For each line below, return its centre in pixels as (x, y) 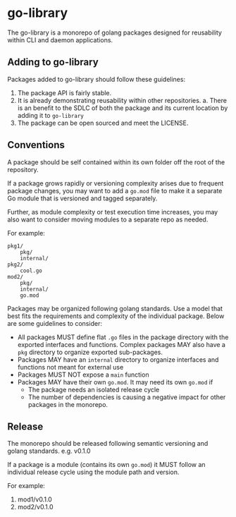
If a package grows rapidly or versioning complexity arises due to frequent (116, 183)
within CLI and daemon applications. (60, 39)
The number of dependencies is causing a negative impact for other (127, 397)
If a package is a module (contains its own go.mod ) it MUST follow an (106, 465)
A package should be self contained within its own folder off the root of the (116, 162)
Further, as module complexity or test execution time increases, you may (113, 212)
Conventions (36, 145)
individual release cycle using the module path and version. (93, 472)
